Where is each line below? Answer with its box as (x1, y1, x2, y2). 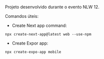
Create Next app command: (12, 23, 67, 28)
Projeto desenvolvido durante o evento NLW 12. (5, 4, 100, 10)
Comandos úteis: (5, 13, 39, 19)
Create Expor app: (12, 40, 49, 46)
